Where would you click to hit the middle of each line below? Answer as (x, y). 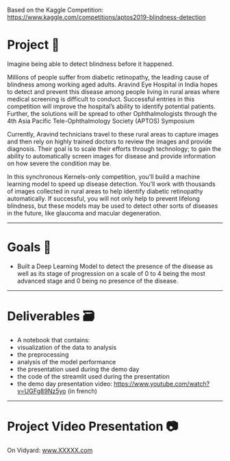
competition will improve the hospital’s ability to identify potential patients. (111, 106)
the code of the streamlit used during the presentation (93, 376)
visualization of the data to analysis (67, 347)
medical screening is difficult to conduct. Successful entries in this (101, 99)
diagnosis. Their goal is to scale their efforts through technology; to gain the (114, 149)
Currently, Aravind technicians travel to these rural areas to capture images (113, 134)
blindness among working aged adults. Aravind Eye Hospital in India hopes (112, 84)
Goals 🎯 (29, 247)
